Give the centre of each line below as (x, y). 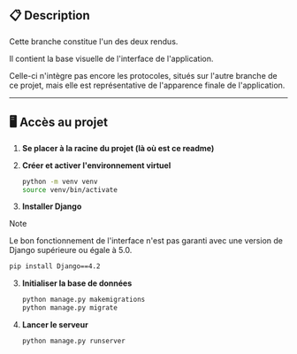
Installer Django (52, 206)
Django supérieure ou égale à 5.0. (71, 250)
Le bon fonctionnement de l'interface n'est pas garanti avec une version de (146, 241)
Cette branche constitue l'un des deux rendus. (94, 41)
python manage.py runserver (73, 341)
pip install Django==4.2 (55, 266)
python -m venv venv (60, 181)
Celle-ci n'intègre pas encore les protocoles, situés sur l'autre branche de (143, 75)
